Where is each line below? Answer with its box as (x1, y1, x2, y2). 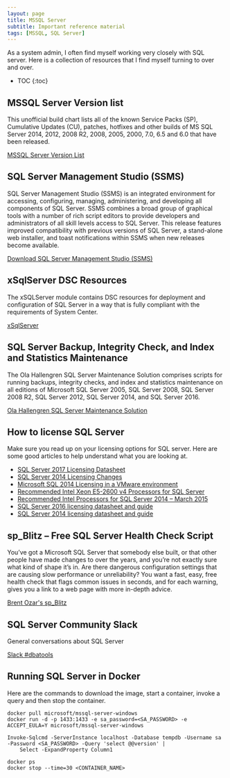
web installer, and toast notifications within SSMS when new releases (7, 233, 205, 242)
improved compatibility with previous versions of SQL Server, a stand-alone (7, 226, 223, 235)
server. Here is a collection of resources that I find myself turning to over (7, 56, 215, 65)
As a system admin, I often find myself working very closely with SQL (7, 49, 205, 57)
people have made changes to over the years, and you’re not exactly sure (7, 556, 218, 564)
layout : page (7, 10, 45, 17)
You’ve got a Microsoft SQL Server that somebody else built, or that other (7, 548, 217, 557)
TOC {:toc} (17, 77, 48, 85)
